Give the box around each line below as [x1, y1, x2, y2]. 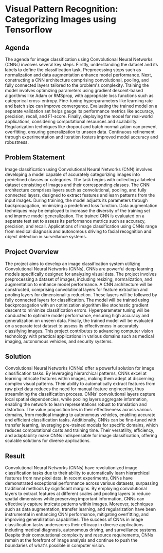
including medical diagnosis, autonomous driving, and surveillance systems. [5, 527, 158, 533]
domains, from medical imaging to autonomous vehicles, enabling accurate [5, 412, 156, 418]
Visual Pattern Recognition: [5, 3, 118, 15]
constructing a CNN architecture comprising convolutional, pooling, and [5, 77, 149, 83]
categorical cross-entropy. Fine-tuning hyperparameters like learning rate [5, 98, 153, 103]
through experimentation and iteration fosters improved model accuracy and [5, 134, 158, 140]
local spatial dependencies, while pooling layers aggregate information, [5, 396, 148, 402]
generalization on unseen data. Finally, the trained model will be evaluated [5, 318, 154, 324]
